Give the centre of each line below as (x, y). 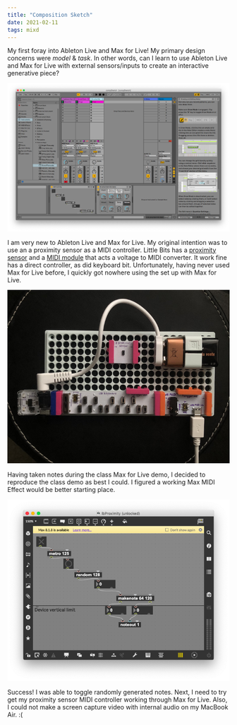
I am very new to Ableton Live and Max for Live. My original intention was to (117, 242)
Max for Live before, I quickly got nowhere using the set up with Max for (112, 272)
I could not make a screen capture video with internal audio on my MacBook (118, 707)
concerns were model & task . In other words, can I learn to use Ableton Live (117, 58)
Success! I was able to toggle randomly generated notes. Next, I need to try (117, 692)
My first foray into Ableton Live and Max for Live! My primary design (107, 51)
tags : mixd (23, 30)
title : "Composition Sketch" (50, 15)
